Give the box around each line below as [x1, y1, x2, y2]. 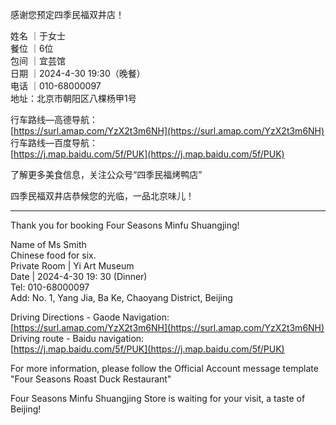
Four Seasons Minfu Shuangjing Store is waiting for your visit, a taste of [10, 393, 306, 404]
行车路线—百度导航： [10, 137, 98, 148]
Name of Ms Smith [10, 239, 87, 250]
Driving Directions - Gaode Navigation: [10, 311, 170, 323]
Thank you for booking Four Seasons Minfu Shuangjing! [10, 219, 240, 231]
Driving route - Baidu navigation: [10, 333, 145, 344]
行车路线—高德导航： [10, 114, 98, 125]
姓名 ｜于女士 [10, 30, 66, 42]
